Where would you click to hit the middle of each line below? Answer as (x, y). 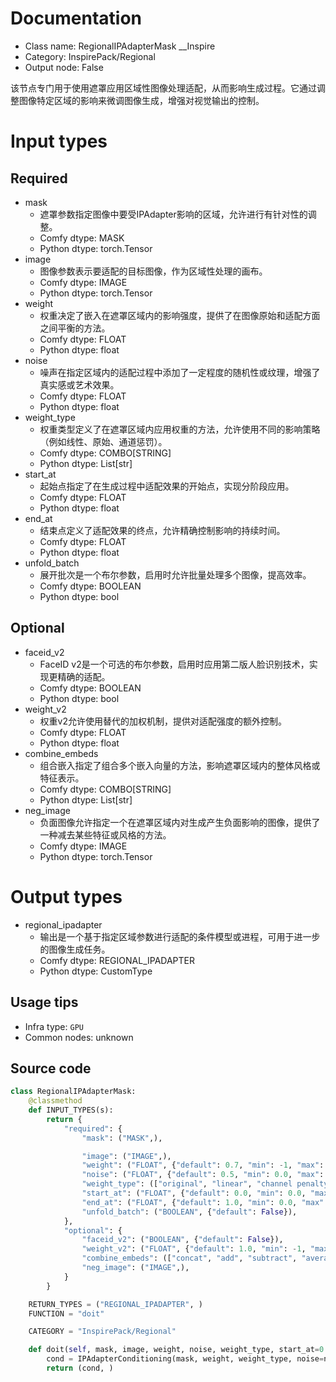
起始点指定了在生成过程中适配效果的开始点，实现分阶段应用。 (167, 486)
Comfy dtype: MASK (82, 238)
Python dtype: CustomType (96, 971)
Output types (66, 896)
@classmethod (55, 1101)
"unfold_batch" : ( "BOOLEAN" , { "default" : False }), (189, 1212)
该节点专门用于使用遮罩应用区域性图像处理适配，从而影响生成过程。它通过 (163, 88)
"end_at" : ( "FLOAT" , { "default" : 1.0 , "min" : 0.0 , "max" (203, 1202)
